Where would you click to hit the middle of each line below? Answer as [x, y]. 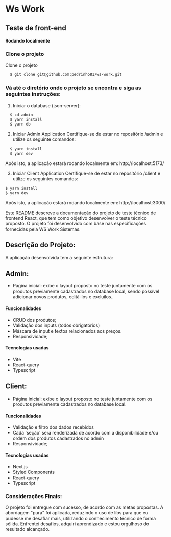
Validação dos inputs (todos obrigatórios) [56, 325]
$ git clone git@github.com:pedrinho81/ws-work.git [66, 75]
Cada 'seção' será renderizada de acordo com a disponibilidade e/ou [85, 432]
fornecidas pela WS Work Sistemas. [43, 229]
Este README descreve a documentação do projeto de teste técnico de [81, 213]
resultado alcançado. [28, 529]
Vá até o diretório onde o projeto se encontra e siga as [73, 88]
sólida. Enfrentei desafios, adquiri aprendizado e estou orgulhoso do [77, 524]
